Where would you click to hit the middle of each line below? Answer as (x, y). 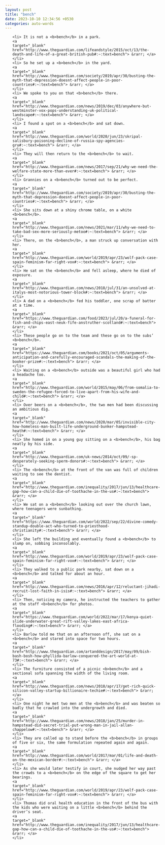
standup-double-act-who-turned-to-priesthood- (61, 526)
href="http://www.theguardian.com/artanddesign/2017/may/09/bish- (82, 652)
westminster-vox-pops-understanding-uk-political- (65, 111)
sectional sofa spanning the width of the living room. (71, 673)
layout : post (18, 10)
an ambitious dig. (31, 409)
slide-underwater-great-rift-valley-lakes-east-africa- (71, 621)
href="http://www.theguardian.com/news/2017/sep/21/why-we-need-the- (85, 167)
